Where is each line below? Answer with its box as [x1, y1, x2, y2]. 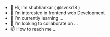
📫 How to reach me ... [10, 26, 57, 32]
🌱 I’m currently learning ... [10, 15, 64, 21]
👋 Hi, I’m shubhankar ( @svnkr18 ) [10, 5, 80, 10]
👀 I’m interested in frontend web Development [10, 10, 105, 16]
